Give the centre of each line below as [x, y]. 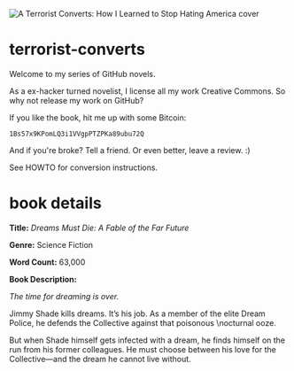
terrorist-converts [77, 50]
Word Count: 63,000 [47, 262]
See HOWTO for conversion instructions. [83, 167]
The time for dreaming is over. [64, 296]
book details [55, 203]
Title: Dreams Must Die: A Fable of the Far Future [99, 228]
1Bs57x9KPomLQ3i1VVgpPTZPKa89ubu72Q [77, 134]
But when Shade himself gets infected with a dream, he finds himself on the [147, 340]
